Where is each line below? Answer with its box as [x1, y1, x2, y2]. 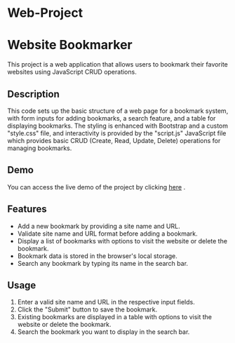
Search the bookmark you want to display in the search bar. [17, 328, 190, 336]
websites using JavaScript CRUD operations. [7, 68, 137, 76]
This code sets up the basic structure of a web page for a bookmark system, [7, 107, 229, 115]
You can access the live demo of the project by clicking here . [7, 182, 186, 191]
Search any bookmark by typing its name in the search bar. [17, 259, 188, 267]
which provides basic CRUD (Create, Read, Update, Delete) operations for [7, 136, 221, 144]
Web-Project [7, 5, 83, 21]
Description [7, 88, 60, 100]
